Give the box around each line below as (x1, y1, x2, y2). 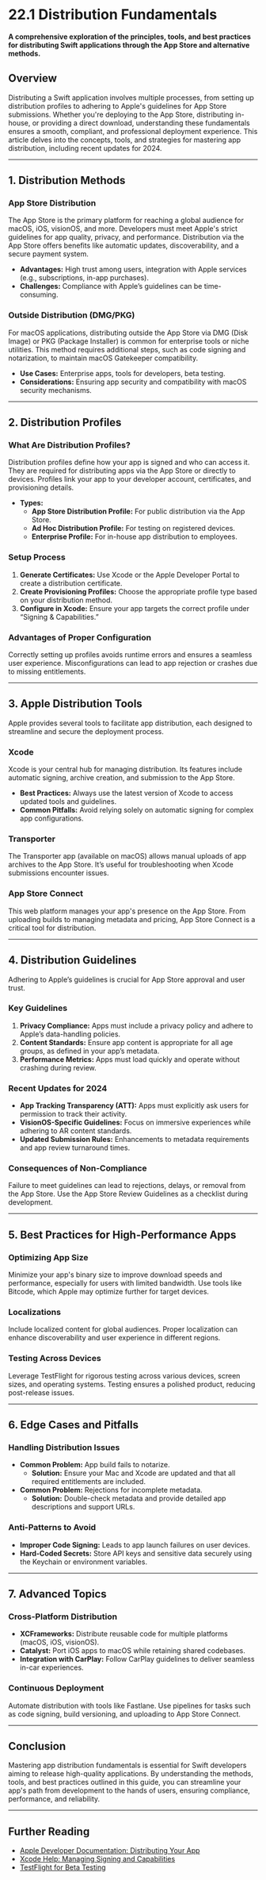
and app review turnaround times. (19, 1143, 131, 1152)
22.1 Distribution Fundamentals (8, 6, 218, 24)
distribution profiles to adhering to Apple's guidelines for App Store (8, 101, 227, 110)
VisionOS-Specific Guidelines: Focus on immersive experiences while (19, 1117, 251, 1128)
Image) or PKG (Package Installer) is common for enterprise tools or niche (8, 336, 249, 346)
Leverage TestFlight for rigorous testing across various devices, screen (8, 1371, 241, 1380)
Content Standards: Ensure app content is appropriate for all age (19, 1037, 234, 1047)
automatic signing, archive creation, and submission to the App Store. (8, 773, 235, 782)
